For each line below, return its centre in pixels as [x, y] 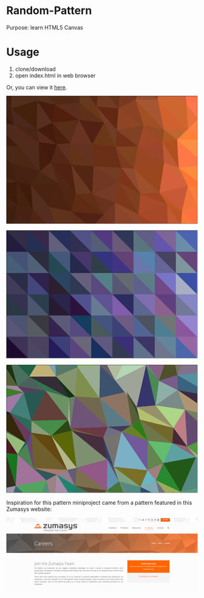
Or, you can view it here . [37, 87]
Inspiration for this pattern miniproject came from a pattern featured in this [99, 503]
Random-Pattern [49, 11]
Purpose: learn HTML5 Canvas [45, 27]
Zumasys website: [29, 509]
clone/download [35, 69]
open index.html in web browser [55, 75]
